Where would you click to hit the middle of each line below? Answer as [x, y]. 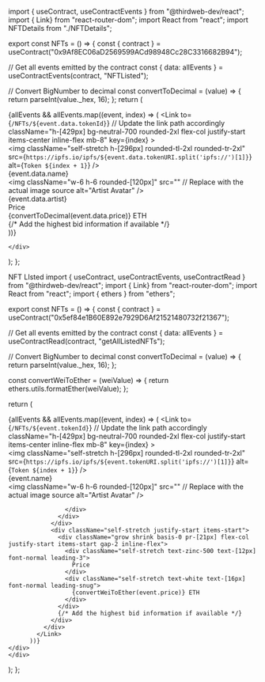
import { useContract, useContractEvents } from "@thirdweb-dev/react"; [126, 11]
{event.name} [30, 478]
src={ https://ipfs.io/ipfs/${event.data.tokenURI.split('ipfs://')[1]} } [130, 157]
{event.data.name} [38, 174]
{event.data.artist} [38, 199]
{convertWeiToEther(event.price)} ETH [136, 593]
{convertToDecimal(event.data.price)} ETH [78, 216]
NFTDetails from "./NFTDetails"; [60, 28]
